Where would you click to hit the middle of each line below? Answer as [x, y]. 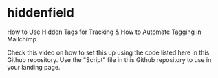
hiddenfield [41, 13]
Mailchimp [22, 39]
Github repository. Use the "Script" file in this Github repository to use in [109, 59]
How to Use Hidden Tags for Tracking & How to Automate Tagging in [104, 32]
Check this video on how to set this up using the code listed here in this [108, 52]
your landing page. [34, 67]
